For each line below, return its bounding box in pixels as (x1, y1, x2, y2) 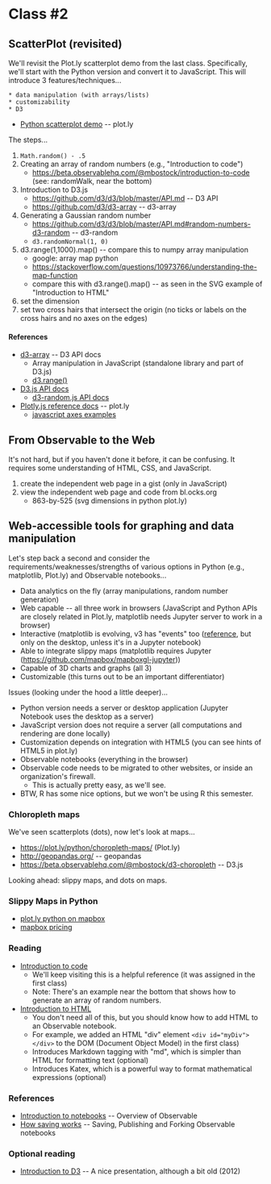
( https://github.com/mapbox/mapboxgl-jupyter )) (19, 654, 181, 664)
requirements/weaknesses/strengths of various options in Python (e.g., (8, 561, 245, 571)
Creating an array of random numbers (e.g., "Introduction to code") (19, 159, 244, 169)
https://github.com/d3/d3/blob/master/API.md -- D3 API (31, 194, 219, 202)
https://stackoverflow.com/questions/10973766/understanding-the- (31, 262, 257, 271)
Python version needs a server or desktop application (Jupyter (19, 702, 228, 712)
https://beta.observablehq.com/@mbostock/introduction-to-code (31, 168, 250, 177)
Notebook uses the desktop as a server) (19, 711, 154, 721)
